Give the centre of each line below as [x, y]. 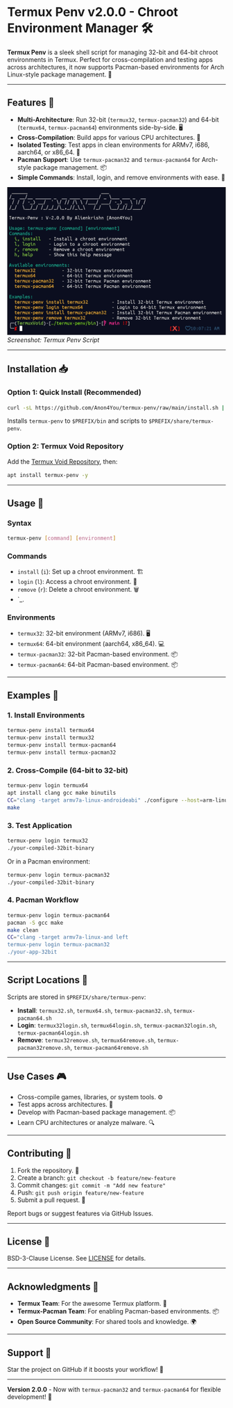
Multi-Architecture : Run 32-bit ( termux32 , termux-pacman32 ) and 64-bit [118, 120]
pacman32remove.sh [44, 1048]
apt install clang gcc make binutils [62, 793]
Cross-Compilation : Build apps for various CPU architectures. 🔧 [109, 137]
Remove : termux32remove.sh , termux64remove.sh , [86, 1039]
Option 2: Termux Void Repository [66, 446]
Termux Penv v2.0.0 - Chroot [93, 12]
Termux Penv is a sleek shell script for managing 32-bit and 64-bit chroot [113, 52]
